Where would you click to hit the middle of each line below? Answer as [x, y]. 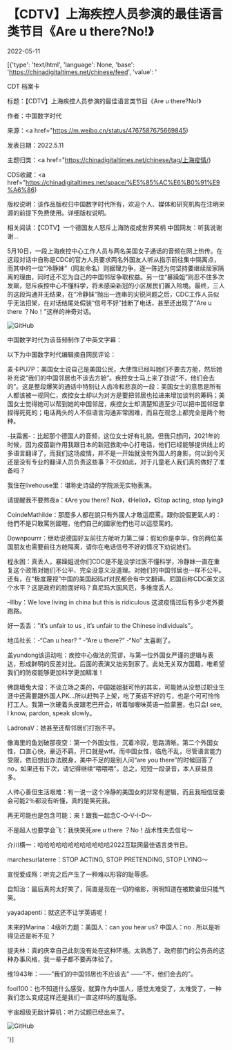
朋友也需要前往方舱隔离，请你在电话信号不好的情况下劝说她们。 [104, 546]
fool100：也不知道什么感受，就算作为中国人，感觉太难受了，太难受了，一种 [115, 988]
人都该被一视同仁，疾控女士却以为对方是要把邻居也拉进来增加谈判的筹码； [113, 395]
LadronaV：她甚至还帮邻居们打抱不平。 [63, 728]
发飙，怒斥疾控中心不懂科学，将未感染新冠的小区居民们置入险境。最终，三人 [116, 286]
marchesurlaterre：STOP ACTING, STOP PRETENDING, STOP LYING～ [108, 859]
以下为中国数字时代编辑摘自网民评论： [61, 354]
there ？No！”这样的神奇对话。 [51, 311]
